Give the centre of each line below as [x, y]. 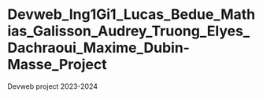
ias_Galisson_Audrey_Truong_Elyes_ [129, 31]
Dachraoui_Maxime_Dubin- [99, 48]
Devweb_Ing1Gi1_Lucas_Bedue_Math [131, 15]
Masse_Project [57, 65]
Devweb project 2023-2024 [53, 86]
